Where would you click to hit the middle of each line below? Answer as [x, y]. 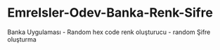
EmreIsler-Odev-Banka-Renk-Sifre [110, 13]
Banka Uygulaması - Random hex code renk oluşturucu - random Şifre [109, 32]
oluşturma [22, 39]
